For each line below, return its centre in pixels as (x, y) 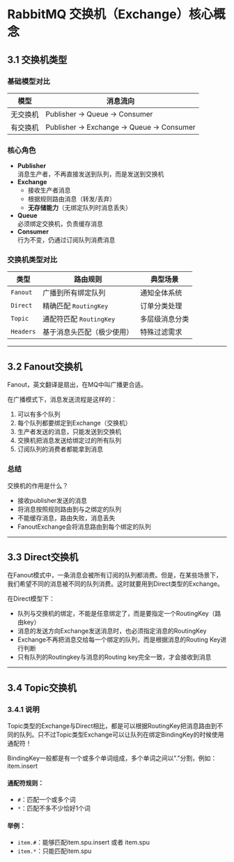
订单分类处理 (161, 306)
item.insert (23, 766)
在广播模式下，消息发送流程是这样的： (62, 400)
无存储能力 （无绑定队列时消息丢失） (80, 208)
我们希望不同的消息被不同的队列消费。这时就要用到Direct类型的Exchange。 (116, 584)
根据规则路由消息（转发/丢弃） (72, 199)
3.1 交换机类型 (37, 60)
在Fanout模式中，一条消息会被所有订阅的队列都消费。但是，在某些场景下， (115, 575)
